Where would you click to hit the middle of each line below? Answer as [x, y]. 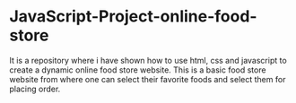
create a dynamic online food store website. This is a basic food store [138, 70]
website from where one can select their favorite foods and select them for [148, 79]
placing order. [35, 89]
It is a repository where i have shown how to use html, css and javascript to [148, 60]
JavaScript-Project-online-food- [133, 17]
